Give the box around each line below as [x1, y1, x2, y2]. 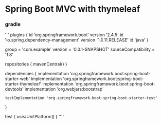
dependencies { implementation [5, 71, 69, 77]
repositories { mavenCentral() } [5, 61, 67, 67]
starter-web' [5, 76, 30, 82]
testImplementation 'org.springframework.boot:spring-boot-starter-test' [5, 96, 158, 101]
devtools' [5, 86, 24, 92]
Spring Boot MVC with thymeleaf [5, 3, 140, 15]
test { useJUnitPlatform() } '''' [5, 114, 64, 120]
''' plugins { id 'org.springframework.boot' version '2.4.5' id [5, 32, 124, 38]
